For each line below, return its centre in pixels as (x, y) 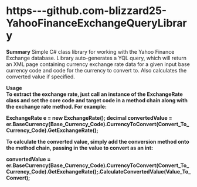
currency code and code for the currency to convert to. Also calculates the (96, 70)
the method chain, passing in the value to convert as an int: (80, 148)
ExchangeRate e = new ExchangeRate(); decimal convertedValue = (89, 117)
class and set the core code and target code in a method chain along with (97, 100)
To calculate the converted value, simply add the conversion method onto (98, 141)
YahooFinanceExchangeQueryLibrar (96, 23)
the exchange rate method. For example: (57, 106)
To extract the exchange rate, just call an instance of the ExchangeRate (94, 94)
